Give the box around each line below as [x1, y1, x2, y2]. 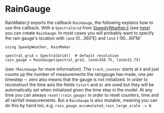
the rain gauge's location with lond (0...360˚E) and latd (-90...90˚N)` [5, 35, 142, 41]
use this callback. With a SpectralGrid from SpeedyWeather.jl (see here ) [5, 24, 150, 30]
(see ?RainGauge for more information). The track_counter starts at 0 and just [5, 66, 159, 72]
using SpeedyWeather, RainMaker [5, 45, 71, 49]
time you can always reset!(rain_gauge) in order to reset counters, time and [5, 92, 159, 98]
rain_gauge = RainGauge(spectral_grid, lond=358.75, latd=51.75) [5, 57, 141, 62]
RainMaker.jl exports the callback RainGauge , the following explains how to [5, 20, 154, 25]
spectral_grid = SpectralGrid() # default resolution [5, 53, 119, 58]
